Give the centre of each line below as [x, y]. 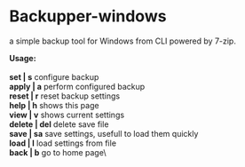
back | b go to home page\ [58, 152]
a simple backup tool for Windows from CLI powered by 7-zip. [123, 41]
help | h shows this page [54, 105]
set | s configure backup [54, 76]
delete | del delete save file [59, 124]
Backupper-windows [88, 16]
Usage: [23, 58]
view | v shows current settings [67, 115]
